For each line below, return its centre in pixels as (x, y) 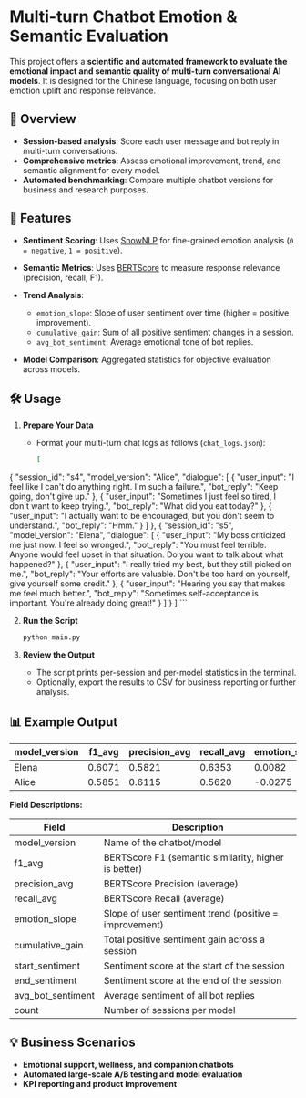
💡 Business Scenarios (73, 1043)
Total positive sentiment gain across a (184, 939)
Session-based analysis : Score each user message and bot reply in (151, 141)
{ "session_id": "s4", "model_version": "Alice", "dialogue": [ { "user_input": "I (152, 477)
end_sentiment (46, 980)
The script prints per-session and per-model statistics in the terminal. (166, 673)
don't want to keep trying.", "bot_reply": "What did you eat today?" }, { (141, 506)
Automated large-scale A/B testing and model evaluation (133, 1074)
